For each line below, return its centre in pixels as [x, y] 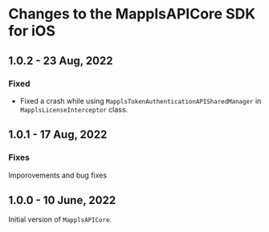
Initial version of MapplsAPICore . [60, 220]
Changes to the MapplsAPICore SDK [132, 14]
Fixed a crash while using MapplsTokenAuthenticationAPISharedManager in [141, 100]
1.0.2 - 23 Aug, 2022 [61, 61]
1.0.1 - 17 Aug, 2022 [58, 134]
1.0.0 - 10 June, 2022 [62, 200]
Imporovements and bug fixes [57, 175]
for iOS [32, 31]
